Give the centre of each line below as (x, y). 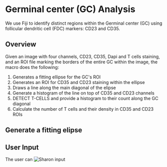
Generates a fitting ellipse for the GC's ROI (57, 77)
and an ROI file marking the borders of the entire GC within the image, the (81, 62)
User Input (22, 147)
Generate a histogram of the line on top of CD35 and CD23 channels (83, 93)
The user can (19, 159)
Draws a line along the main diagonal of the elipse (64, 88)
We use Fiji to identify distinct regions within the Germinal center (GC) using (84, 23)
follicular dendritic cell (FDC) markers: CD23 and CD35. (63, 28)
